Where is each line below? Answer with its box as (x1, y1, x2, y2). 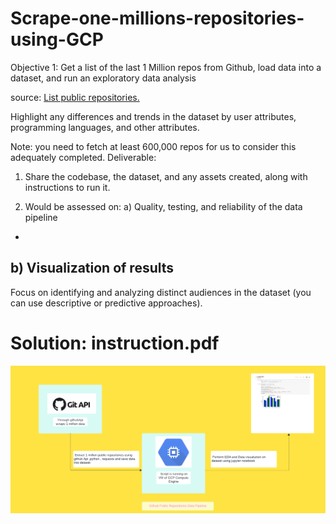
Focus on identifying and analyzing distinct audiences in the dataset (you (10, 286, 312, 298)
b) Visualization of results (10, 260, 175, 277)
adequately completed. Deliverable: (10, 151, 157, 163)
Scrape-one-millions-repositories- (10, 7, 305, 30)
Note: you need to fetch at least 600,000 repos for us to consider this (10, 140, 297, 152)
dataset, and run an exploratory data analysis (10, 72, 197, 84)
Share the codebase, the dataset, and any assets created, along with (24, 170, 308, 182)
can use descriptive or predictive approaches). (10, 297, 203, 309)
